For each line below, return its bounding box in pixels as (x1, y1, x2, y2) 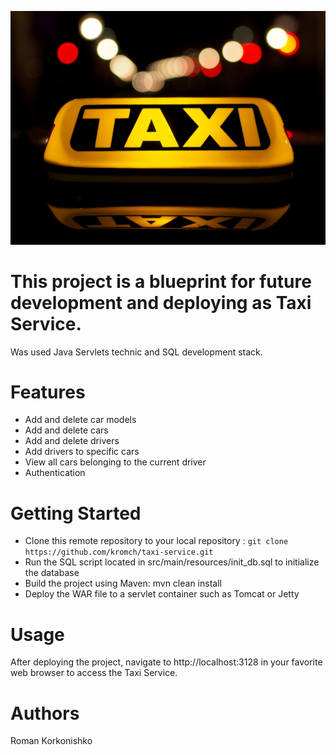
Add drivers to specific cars (24, 446, 140, 458)
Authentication (24, 467, 86, 479)
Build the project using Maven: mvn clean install (24, 577, 222, 590)
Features (10, 381, 86, 403)
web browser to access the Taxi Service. (10, 667, 178, 679)
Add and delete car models (24, 414, 137, 426)
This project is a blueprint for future (10, 270, 312, 293)
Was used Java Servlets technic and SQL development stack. (10, 346, 263, 358)
